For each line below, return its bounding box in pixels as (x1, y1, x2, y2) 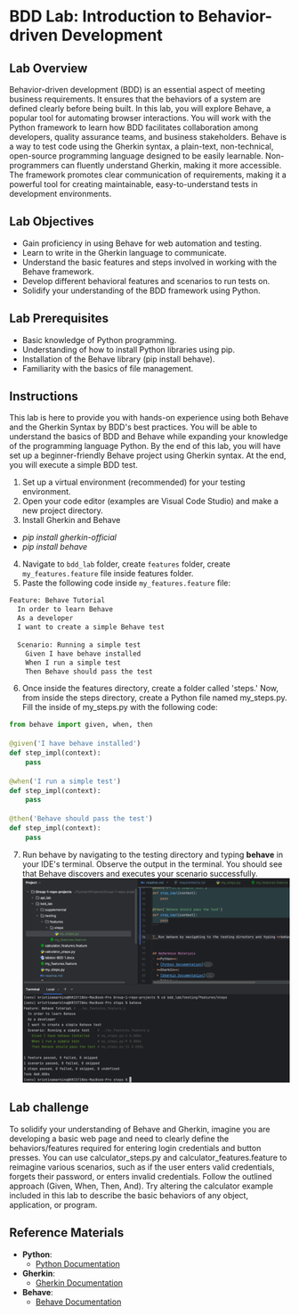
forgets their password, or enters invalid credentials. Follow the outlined (9, 1171, 272, 1181)
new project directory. (21, 505, 104, 516)
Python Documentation (35, 1258, 120, 1269)
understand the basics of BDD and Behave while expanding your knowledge (9, 431, 288, 442)
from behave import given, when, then (9, 720, 153, 730)
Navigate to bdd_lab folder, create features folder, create (21, 559, 231, 569)
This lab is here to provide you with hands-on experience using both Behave (9, 412, 289, 423)
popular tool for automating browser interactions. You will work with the (9, 113, 271, 123)
